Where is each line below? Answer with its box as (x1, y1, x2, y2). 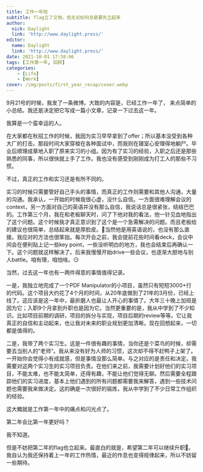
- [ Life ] (17, 71, 39, 77)
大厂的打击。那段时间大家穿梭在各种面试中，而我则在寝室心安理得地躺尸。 (6, 140, 192, 147)
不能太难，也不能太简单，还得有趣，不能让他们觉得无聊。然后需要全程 (16, 370, 192, 377)
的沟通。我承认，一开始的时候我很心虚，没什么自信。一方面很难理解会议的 (6, 196, 192, 203)
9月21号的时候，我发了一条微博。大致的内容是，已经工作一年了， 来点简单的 (6, 99, 196, 106)
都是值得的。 (6, 327, 38, 334)
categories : (6, 65, 36, 71)
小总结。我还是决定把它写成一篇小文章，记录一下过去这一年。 (6, 107, 160, 113)
